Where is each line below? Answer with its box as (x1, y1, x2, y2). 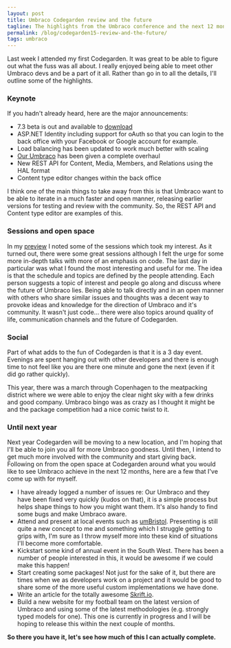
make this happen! (16, 561, 70, 569)
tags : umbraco (7, 36, 48, 43)
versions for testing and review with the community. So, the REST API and (7, 202, 217, 210)
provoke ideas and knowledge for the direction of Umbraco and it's (7, 300, 197, 309)
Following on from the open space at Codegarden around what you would (7, 460, 217, 468)
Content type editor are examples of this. (7, 209, 124, 218)
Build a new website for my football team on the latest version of (16, 598, 199, 606)
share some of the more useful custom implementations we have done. (16, 583, 219, 592)
